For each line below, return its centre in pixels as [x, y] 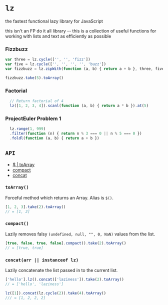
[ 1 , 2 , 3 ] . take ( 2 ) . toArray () [35, 207]
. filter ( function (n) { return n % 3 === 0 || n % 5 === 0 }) [76, 133]
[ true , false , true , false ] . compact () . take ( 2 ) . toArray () [66, 243]
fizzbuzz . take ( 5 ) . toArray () [34, 78]
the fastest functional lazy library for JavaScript [54, 21]
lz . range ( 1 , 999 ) [28, 129]
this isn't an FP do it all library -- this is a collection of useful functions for [81, 30]
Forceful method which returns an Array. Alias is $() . [59, 197]
